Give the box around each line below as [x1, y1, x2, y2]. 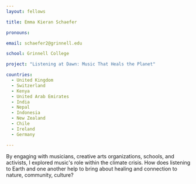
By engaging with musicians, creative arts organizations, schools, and [6, 152, 174, 159]
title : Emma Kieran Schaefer [6, 19, 77, 25]
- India [11, 99, 30, 105]
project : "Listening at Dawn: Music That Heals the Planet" [6, 61, 156, 67]
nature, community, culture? [6, 171, 74, 178]
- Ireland [11, 126, 35, 132]
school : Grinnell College [6, 51, 69, 57]
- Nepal [11, 105, 30, 110]
